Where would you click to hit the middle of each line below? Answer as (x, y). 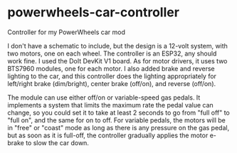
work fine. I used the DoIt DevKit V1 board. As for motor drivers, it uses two (117, 60)
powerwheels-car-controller (94, 12)
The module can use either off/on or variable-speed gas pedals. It (104, 97)
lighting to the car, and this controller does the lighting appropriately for (112, 76)
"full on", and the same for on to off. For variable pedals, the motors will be (117, 120)
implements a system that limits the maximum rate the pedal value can (110, 105)
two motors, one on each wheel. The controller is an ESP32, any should (112, 53)
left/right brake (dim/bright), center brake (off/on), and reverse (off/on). (112, 83)
